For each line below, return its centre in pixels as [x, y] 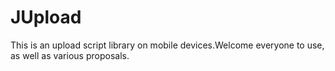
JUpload [46, 17]
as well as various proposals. [70, 55]
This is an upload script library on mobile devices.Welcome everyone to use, [167, 45]
